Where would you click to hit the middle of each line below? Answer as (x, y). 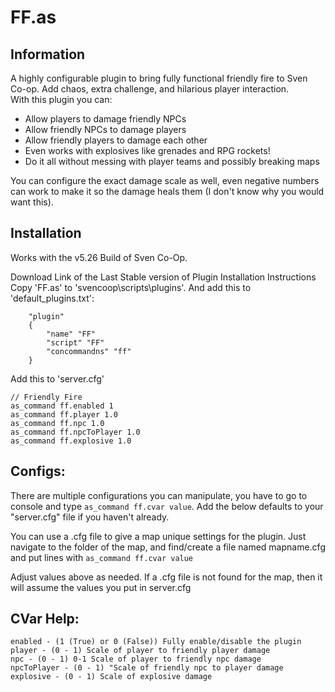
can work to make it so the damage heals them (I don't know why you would (167, 191)
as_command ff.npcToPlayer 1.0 (75, 432)
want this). (32, 202)
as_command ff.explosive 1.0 (71, 441)
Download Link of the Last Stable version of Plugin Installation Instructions (163, 277)
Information (48, 54)
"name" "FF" (71, 334)
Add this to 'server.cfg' (57, 378)
